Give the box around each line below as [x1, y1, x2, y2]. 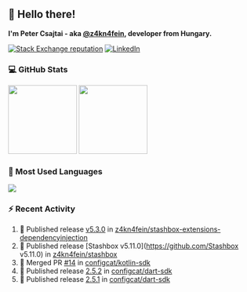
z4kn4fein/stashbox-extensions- [114, 224, 221, 234]
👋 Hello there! [8, 8, 76, 21]
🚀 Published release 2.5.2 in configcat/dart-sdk [19, 266, 173, 276]
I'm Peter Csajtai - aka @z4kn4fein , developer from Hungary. [8, 28, 212, 38]
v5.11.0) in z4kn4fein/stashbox [19, 249, 118, 259]
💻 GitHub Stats [8, 64, 68, 75]
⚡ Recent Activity [8, 203, 76, 214]
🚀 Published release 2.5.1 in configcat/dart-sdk [19, 274, 171, 283]
